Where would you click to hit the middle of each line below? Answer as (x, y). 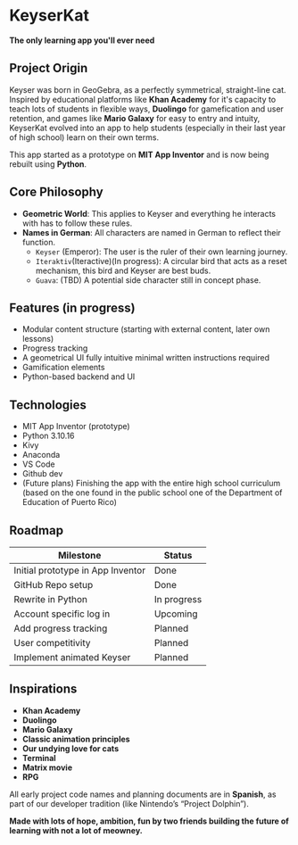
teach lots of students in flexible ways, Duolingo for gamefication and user (146, 109)
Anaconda (41, 455)
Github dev (42, 474)
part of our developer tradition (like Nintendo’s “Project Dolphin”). (129, 803)
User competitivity (52, 643)
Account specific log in (62, 614)
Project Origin (49, 68)
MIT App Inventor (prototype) (76, 427)
